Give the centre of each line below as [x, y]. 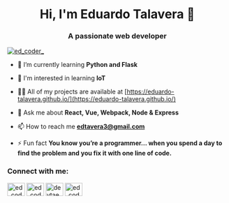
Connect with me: [38, 172]
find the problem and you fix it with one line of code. [95, 153]
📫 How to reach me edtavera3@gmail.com [81, 127]
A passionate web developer [117, 36]
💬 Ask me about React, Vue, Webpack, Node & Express [98, 113]
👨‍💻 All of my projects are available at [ [72, 92]
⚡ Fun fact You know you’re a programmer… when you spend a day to [120, 143]
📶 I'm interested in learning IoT [61, 78]
